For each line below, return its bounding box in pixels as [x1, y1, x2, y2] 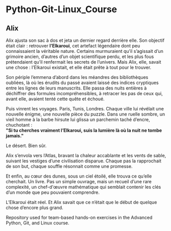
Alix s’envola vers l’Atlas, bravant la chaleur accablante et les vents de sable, [6, 153, 166, 158]
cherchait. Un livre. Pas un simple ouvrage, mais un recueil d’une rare [6, 179, 152, 184]
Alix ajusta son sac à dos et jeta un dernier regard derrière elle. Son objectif [6, 37, 165, 43]
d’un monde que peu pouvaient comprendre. [6, 189, 100, 195]
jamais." [6, 133, 24, 138]
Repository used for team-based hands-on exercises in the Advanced [6, 215, 153, 220]
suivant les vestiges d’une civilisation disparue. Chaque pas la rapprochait [6, 158, 161, 164]
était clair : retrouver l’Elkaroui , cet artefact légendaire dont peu [6, 43, 140, 49]
